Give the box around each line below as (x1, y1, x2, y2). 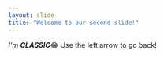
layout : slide (8, 11, 55, 20)
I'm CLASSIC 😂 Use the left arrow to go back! (8, 40, 158, 49)
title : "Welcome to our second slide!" (8, 19, 140, 27)
